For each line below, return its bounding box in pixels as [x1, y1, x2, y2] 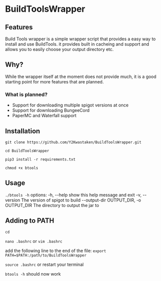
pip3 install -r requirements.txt [5, 157, 76, 162]
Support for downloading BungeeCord [12, 107, 90, 113]
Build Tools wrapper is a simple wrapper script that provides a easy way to [5, 36, 156, 42]
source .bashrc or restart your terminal [5, 261, 84, 267]
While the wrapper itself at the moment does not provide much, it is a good [5, 74, 157, 79]
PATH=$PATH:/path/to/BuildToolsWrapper [5, 253, 87, 258]
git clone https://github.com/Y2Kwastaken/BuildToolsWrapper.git [5, 140, 141, 145]
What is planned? [5, 91, 48, 98]
